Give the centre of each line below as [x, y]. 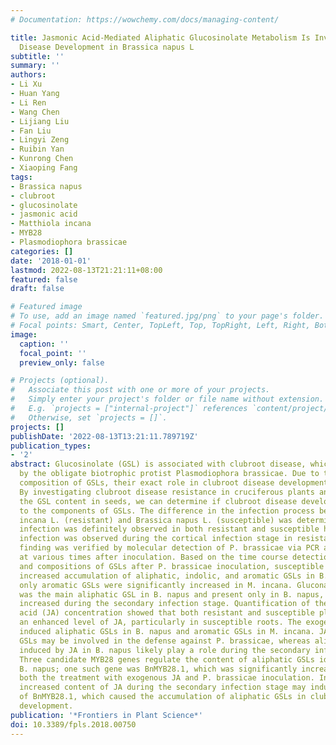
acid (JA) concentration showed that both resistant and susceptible [167, 613]
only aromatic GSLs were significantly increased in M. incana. [156, 585]
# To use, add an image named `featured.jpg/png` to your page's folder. [167, 316]
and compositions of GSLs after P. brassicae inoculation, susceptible [172, 566]
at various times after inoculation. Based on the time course [153, 557]
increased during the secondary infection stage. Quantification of [165, 604]
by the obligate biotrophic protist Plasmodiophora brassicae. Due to [169, 474]
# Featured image [46, 307]
